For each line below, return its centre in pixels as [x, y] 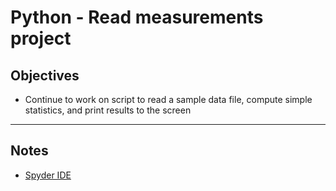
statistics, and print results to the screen [108, 110]
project [41, 38]
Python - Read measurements [137, 17]
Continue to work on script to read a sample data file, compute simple [168, 99]
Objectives [45, 75]
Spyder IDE [48, 175]
